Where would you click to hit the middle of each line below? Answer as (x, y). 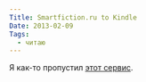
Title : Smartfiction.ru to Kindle (73, 17)
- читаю (32, 42)
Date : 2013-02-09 (41, 26)
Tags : (19, 34)
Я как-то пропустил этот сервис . (71, 68)
